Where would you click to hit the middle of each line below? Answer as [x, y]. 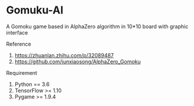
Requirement [22, 73]
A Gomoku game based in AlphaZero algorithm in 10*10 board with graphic [97, 26]
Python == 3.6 [32, 84]
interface [17, 32]
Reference [19, 44]
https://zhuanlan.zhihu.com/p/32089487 [64, 55]
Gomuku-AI [35, 10]
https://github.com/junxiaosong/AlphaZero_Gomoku [78, 61]
